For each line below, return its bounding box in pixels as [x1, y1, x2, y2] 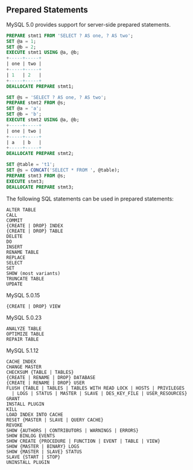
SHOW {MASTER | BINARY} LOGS [6, 443, 80, 449]
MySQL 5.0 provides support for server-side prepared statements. [6, 21, 171, 28]
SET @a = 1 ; [6, 38, 36, 44]
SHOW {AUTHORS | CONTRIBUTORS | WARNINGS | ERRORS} [6, 427, 139, 434]
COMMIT [6, 217, 23, 223]
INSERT [6, 243, 23, 250]
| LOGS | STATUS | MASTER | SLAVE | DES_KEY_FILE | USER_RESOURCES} [11, 390, 188, 396]
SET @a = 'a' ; [6, 105, 42, 111]
